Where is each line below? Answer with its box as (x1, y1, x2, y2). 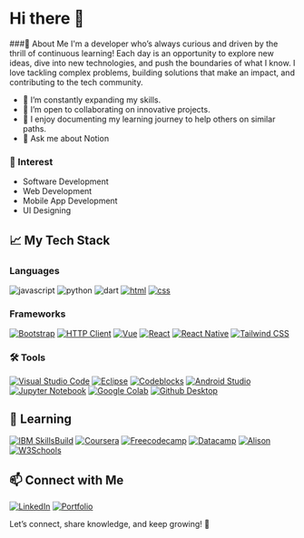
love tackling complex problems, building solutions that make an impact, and (9, 67, 295, 78)
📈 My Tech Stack (9, 232, 111, 248)
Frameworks (9, 308, 66, 320)
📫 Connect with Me (9, 472, 124, 488)
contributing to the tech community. (9, 76, 143, 87)
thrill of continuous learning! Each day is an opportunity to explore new (9, 47, 274, 58)
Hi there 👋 (9, 8, 84, 29)
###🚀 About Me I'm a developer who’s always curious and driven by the (9, 38, 279, 49)
